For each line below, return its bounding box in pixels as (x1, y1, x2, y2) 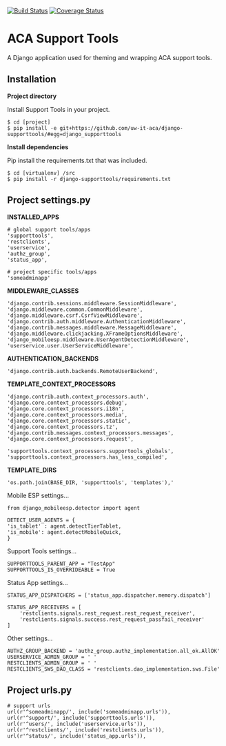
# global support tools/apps (7, 226, 91, 233)
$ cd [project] (7, 118, 51, 126)
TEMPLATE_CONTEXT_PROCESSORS (7, 380, 116, 388)
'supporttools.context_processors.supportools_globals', (7, 448, 174, 455)
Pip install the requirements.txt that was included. (7, 156, 147, 164)
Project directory (7, 92, 57, 100)
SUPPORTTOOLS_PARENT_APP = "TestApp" (7, 560, 116, 567)
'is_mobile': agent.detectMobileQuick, (7, 528, 122, 535)
